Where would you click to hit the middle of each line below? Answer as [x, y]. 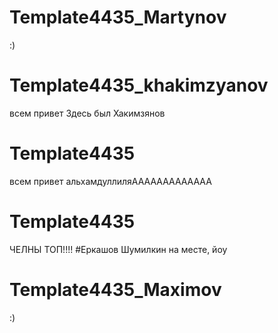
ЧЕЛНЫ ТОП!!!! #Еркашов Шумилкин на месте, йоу [118, 249]
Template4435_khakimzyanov [139, 85]
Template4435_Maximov [115, 289]
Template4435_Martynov [118, 17]
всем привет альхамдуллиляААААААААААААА [110, 181]
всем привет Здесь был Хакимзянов [87, 113]
